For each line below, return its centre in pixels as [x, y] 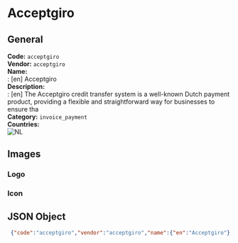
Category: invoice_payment [47, 117]
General [26, 39]
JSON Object [37, 216]
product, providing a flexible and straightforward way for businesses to [111, 102]
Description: [26, 86]
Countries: [23, 124]
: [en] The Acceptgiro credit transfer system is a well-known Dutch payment [119, 94]
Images [24, 154]
